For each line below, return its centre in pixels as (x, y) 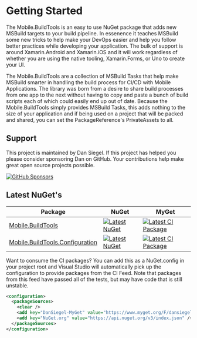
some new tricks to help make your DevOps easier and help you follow (91, 39)
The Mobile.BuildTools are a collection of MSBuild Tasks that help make (92, 76)
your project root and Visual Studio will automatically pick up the (84, 267)
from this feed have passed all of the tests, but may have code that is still (94, 279)
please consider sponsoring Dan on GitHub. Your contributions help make (95, 159)
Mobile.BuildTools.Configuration (53, 242)
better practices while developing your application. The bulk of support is (95, 46)
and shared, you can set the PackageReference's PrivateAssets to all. (90, 120)
